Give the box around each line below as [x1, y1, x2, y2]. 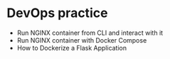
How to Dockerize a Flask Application [16, 43, 127, 52]
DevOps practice [6, 5, 108, 21]
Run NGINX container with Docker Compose [16, 36, 147, 44]
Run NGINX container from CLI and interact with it [16, 28, 164, 37]
